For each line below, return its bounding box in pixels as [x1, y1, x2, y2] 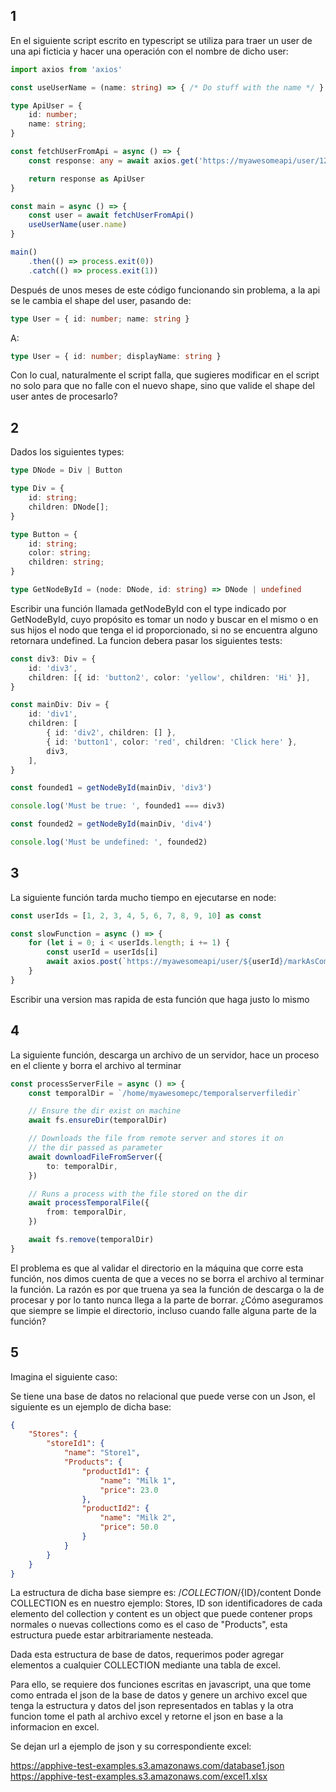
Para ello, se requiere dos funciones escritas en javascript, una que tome [10, 1679, 312, 1691]
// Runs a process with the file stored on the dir [28, 1189, 248, 1199]
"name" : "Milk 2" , [99, 1513, 177, 1523]
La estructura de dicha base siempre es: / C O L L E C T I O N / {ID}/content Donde [10, 1587, 322, 1599]
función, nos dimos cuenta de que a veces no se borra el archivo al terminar [10, 1272, 325, 1284]
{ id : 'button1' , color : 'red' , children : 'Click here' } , [46, 737, 298, 747]
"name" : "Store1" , [63, 1448, 141, 1458]
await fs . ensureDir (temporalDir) [28, 1115, 168, 1126]
